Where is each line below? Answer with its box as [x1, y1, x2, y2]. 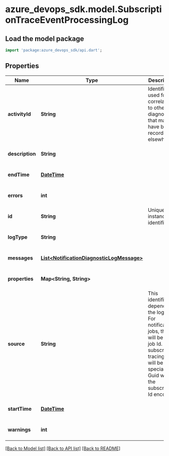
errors [8, 192, 23, 199]
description [8, 150, 36, 157]
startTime [8, 405, 32, 412]
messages [8, 254, 33, 261]
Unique [147, 206, 165, 213]
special [147, 365, 165, 372]
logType [8, 233, 28, 240]
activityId [8, 110, 31, 117]
